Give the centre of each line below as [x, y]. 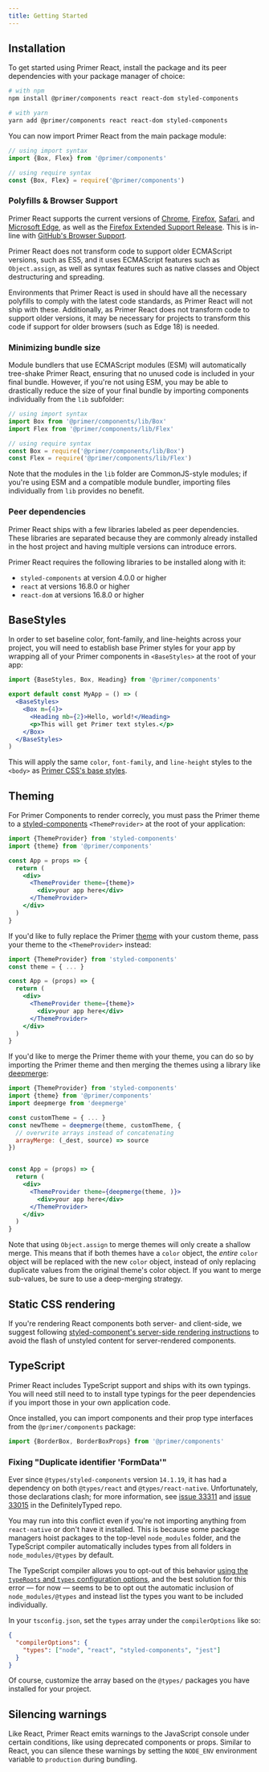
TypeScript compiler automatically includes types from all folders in [120, 1546]
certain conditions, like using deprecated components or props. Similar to [130, 1742]
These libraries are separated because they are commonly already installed [133, 538]
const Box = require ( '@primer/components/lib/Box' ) [96, 451]
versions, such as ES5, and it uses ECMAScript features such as [114, 259]
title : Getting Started [48, 16]
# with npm [26, 91]
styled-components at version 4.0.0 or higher [93, 577]
